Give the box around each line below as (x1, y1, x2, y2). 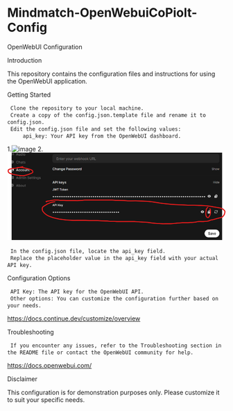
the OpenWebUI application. (7, 76, 88, 85)
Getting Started (7, 90, 51, 99)
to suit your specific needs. (7, 395, 85, 404)
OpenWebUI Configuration (7, 42, 83, 51)
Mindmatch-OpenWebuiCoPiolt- (7, 5, 198, 21)
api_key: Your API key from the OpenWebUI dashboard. (22, 132, 182, 140)
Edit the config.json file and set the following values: (10, 125, 182, 133)
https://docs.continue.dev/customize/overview (7, 314, 141, 323)
